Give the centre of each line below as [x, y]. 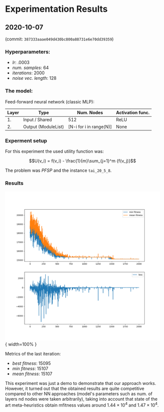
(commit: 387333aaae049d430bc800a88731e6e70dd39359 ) [59, 39]
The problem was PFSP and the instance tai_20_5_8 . [58, 170]
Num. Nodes [90, 113]
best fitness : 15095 [31, 363]
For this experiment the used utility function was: [55, 152]
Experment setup [26, 141]
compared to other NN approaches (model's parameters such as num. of [79, 394]
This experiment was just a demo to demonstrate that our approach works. [81, 383]
